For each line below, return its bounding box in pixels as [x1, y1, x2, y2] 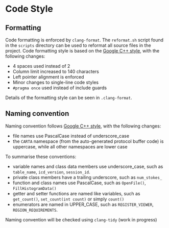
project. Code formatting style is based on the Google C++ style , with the [5, 48, 160, 54]
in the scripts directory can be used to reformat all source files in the [5, 42, 152, 48]
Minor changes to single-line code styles [12, 80, 99, 85]
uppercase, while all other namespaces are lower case [12, 143, 128, 149]
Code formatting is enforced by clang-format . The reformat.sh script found [5, 37, 164, 43]
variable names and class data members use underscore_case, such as [12, 163, 163, 169]
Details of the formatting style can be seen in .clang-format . [5, 95, 132, 100]
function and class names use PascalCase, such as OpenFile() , [12, 180, 147, 186]
